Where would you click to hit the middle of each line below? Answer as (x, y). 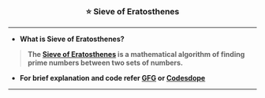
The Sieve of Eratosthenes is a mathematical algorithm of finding (136, 55)
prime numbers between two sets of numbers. (105, 63)
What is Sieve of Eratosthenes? (72, 39)
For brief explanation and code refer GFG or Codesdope (112, 78)
